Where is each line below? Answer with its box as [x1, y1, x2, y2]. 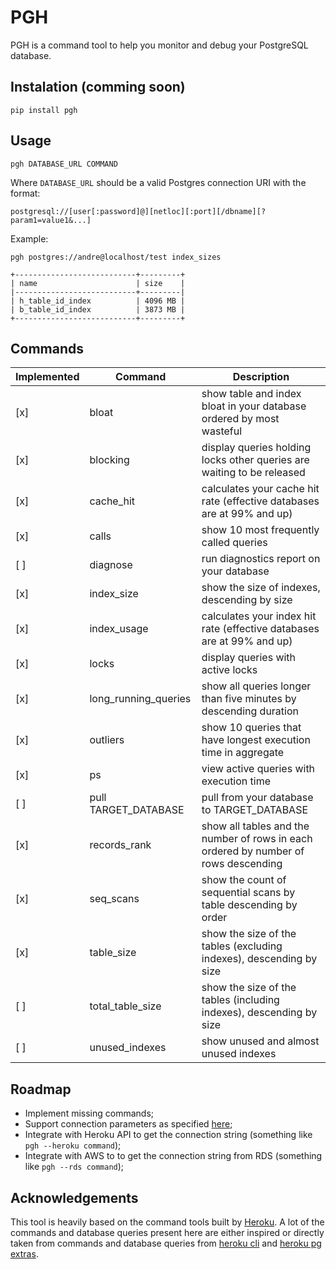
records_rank [89, 838, 152, 852]
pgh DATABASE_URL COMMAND [10, 159, 118, 169]
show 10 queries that [201, 721, 302, 735]
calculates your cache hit [201, 482, 320, 496]
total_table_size [89, 999, 162, 1013]
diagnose [89, 558, 133, 572]
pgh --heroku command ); [24, 1139, 122, 1151]
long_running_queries [89, 692, 192, 706]
